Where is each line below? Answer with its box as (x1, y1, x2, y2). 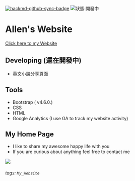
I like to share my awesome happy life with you (12, 143, 110, 150)
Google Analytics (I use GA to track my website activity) (12, 115, 128, 121)
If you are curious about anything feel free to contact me (12, 149, 130, 155)
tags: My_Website (5, 170, 40, 176)
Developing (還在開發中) (5, 56, 82, 65)
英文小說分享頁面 (12, 70, 48, 77)
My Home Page (5, 130, 54, 138)
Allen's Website (5, 23, 73, 35)
